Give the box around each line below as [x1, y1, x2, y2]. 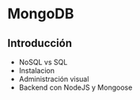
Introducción [7, 37, 73, 50]
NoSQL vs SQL [18, 57, 68, 67]
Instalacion [18, 66, 55, 75]
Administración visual [18, 75, 89, 83]
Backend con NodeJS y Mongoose [18, 83, 133, 92]
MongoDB [7, 5, 74, 23]
